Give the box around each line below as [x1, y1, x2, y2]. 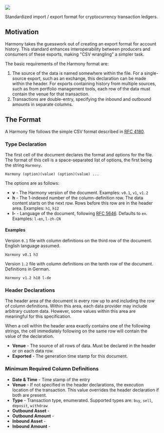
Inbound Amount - [12, 423, 51, 429]
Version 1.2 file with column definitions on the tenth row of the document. [5, 261, 154, 267]
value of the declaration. [5, 333, 54, 339]
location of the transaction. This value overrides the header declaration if [12, 387, 159, 393]
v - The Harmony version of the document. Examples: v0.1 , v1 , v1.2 [12, 190, 148, 195]
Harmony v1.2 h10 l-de [5, 276, 51, 281]
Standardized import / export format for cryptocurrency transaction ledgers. [5, 14, 158, 20]
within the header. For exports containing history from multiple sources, [12, 81, 156, 87]
